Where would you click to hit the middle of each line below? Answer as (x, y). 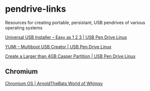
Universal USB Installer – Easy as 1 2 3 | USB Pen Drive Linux (66, 37)
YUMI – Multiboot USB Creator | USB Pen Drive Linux (58, 46)
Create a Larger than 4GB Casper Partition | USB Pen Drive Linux (70, 56)
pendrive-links (36, 9)
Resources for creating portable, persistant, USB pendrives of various (75, 23)
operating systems (24, 27)
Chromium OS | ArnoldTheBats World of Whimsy (54, 83)
